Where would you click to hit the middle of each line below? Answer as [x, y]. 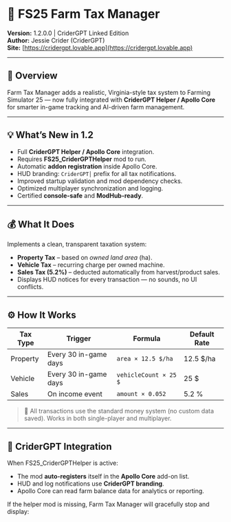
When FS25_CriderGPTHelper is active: [63, 463]
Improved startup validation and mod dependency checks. [100, 181]
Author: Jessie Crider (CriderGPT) [56, 40]
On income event [75, 394]
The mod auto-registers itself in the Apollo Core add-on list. [103, 476]
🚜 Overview [32, 76]
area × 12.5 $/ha [145, 359]
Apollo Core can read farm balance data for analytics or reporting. [111, 491]
